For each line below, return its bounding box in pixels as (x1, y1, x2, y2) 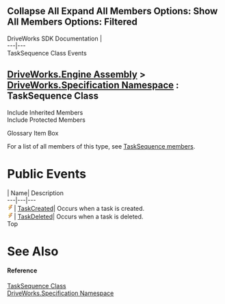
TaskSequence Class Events (7, 49, 87, 57)
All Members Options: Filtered (7, 16, 138, 28)
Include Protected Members (7, 116, 85, 124)
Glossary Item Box (7, 129, 59, 137)
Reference (7, 266, 38, 275)
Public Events (7, 166, 87, 181)
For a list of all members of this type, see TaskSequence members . (7, 142, 196, 150)
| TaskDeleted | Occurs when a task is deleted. (14, 212, 144, 220)
